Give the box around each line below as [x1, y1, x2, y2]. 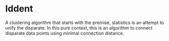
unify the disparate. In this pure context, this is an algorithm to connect [5, 24, 153, 30]
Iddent [5, 3, 33, 14]
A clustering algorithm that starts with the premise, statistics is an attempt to [5, 19, 164, 25]
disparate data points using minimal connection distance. [5, 30, 124, 36]
